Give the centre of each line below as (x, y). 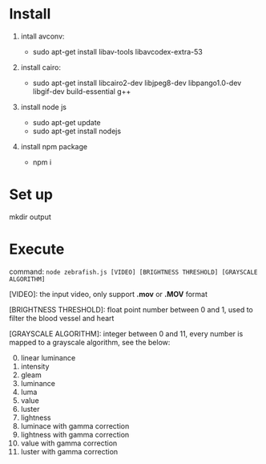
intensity (35, 366)
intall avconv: (42, 36)
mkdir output (30, 217)
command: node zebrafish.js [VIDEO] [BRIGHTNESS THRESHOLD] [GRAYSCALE (133, 271)
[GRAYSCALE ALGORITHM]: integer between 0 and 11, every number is (126, 333)
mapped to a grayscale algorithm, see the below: (90, 342)
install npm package (54, 146)
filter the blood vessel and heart (62, 318)
